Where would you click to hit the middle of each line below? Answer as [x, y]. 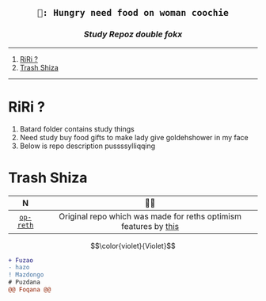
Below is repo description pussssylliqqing [87, 146]
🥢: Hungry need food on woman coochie [133, 13]
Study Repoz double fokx [133, 34]
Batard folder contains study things [77, 129]
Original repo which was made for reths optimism [150, 216]
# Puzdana [25, 282]
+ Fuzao [21, 260]
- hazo [19, 268]
